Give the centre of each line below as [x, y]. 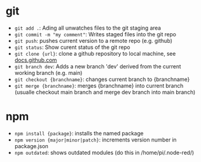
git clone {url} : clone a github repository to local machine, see [95, 53]
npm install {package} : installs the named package [79, 133]
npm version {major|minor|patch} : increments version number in [95, 140]
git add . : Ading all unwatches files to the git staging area [88, 28]
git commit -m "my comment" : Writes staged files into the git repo [95, 34]
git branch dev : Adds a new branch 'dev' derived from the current [98, 66]
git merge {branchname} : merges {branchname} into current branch [99, 85]
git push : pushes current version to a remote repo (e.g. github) [93, 40]
